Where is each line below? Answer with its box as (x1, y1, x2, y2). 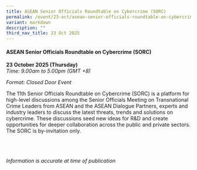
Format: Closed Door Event (6, 79, 72, 86)
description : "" (6, 25, 46, 31)
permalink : (6, 14, 33, 20)
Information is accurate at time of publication (6, 157, 116, 164)
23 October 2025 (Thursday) (6, 61, 78, 68)
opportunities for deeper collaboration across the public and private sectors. (6, 121, 191, 129)
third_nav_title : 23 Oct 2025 (6, 30, 80, 36)
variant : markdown (6, 19, 51, 25)
